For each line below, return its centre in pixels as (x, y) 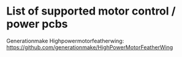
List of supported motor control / (91, 11)
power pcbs (37, 24)
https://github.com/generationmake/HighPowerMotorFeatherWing (90, 47)
